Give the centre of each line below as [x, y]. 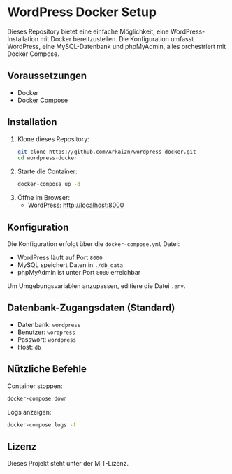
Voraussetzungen [47, 76]
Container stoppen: [35, 386]
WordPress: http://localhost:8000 [76, 205]
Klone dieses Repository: [53, 139]
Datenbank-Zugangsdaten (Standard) [91, 308]
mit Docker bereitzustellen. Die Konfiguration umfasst [117, 38]
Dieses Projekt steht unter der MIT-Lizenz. [68, 464]
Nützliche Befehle [47, 369]
